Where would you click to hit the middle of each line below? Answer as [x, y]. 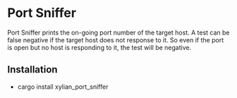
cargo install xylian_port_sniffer [63, 87]
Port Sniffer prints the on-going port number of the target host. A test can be [119, 32]
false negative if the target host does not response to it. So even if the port [116, 39]
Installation [32, 69]
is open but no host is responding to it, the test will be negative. [99, 47]
